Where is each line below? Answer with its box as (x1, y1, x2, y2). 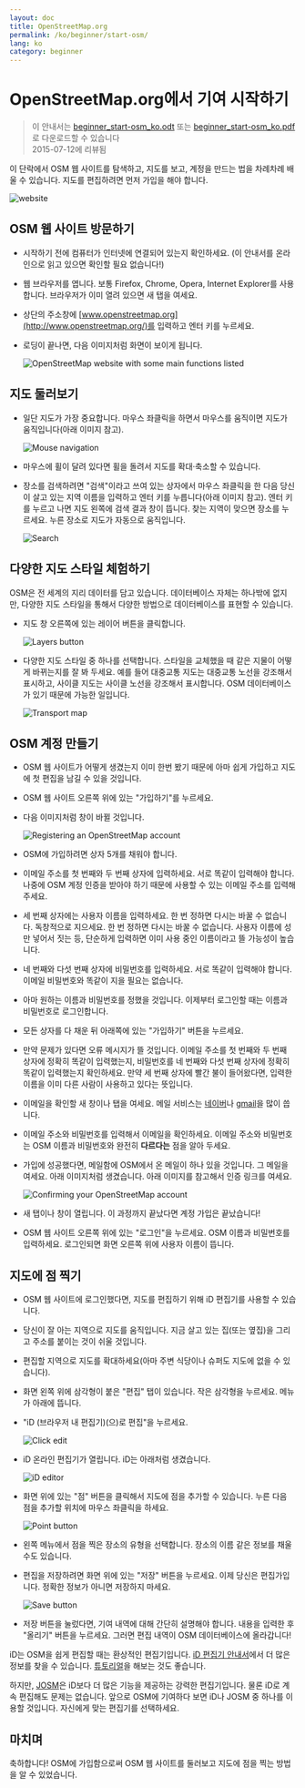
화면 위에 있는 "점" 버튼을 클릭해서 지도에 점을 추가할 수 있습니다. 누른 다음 (22, 1491, 288, 1502)
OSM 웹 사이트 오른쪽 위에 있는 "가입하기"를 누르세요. (22, 792, 214, 803)
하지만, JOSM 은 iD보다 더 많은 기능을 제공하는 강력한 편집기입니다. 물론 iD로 (9, 1680, 280, 1691)
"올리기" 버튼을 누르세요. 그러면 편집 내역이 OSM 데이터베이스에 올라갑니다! (22, 1630, 292, 1640)
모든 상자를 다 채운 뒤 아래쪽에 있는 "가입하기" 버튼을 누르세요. (22, 1026, 244, 1037)
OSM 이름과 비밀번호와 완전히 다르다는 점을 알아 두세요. (32, 1140, 230, 1151)
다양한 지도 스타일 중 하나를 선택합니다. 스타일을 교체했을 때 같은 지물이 (22, 655, 276, 666)
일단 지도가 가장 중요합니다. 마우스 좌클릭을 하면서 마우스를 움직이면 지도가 (22, 412, 289, 424)
